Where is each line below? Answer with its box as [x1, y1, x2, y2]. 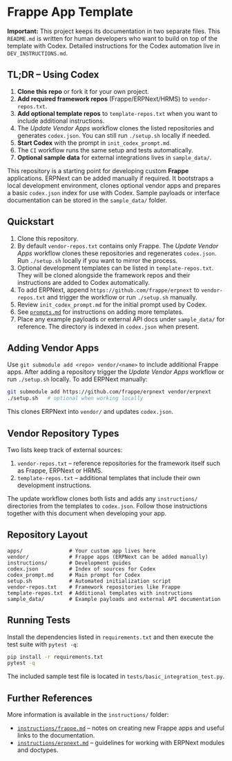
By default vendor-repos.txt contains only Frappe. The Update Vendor [17, 241, 219, 250]
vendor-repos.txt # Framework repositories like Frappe [7, 584, 181, 591]
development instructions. [17, 481, 92, 489]
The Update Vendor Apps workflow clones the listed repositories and [17, 123, 214, 132]
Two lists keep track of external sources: [7, 446, 123, 454]
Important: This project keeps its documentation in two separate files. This [7, 27, 221, 35]
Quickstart [7, 216, 55, 228]
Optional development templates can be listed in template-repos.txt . [17, 264, 214, 272]
